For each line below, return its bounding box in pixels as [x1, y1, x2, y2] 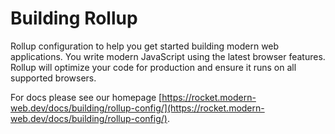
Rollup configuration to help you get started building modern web [10, 40, 280, 52]
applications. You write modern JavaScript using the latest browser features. [10, 50, 326, 62]
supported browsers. [10, 72, 97, 84]
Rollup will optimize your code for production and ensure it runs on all [10, 61, 297, 73]
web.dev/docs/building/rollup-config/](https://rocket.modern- [10, 102, 265, 114]
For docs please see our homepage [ [10, 91, 163, 103]
